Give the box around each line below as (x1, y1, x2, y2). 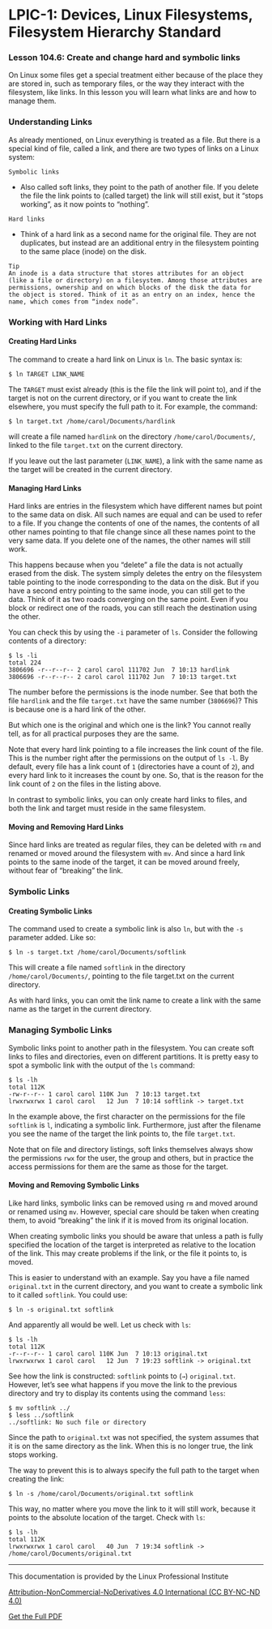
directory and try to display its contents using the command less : (8, 1388, 226, 1398)
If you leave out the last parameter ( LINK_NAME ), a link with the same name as (8, 456, 263, 466)
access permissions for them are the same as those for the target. (8, 1162, 229, 1171)
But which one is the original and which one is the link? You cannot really (8, 720, 252, 730)
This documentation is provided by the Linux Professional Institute (8, 1571, 229, 1581)
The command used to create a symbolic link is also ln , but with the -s (8, 924, 244, 934)
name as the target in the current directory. (8, 1004, 152, 1014)
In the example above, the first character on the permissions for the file (8, 1111, 245, 1121)
